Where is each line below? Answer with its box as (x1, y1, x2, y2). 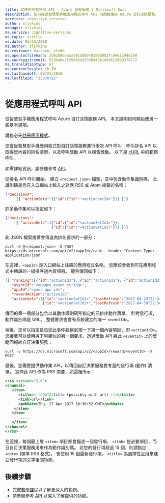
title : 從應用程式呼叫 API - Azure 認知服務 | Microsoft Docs (5, 7, 127, 12)
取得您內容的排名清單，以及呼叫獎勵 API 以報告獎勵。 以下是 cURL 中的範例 (5, 148, 158, 155)
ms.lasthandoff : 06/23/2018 (5, 71, 63, 76)
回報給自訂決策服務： (9, 339, 53, 345)
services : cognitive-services (5, 16, 67, 21)
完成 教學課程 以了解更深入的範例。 (12, 486, 82, 492)
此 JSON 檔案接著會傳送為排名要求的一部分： (5, 235, 97, 240)
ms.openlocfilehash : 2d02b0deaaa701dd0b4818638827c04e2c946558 (5, 53, 137, 58)
